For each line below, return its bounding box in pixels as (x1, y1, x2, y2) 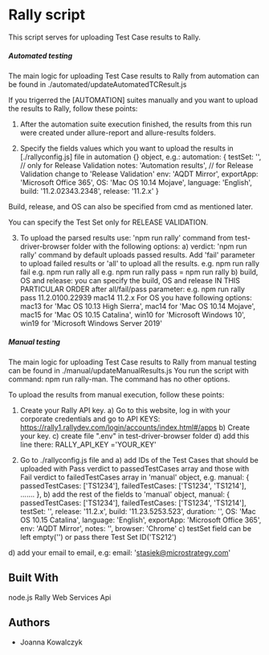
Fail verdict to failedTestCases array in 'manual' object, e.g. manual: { (19, 472, 250, 482)
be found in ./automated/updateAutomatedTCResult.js (8, 79, 187, 89)
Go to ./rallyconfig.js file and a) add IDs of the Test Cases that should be (19, 455, 259, 464)
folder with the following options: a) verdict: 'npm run (71, 241, 247, 251)
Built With (8, 571, 59, 585)
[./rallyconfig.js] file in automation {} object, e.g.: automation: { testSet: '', (19, 151, 262, 162)
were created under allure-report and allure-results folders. (19, 127, 217, 138)
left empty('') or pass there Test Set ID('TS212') (19, 532, 177, 542)
